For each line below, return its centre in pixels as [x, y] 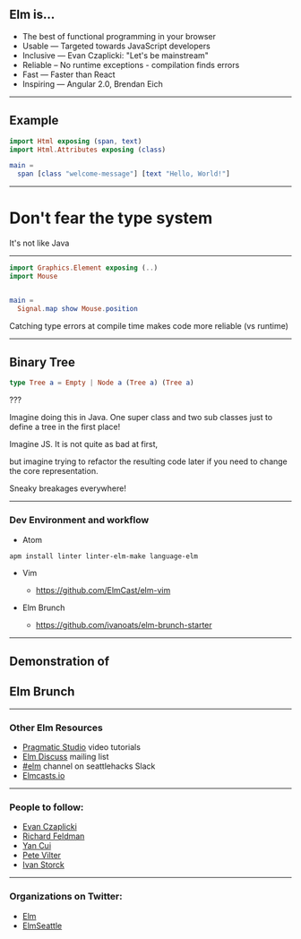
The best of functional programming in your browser [119, 36]
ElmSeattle [42, 926]
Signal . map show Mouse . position [78, 308]
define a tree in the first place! [65, 427]
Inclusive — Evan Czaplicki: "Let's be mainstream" [115, 55]
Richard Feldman [53, 836]
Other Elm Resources [56, 728]
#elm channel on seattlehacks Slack [89, 766]
